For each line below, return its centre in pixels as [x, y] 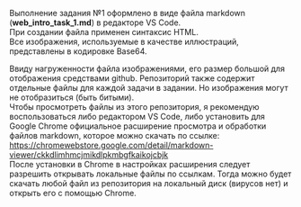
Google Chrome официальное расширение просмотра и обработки [138, 126]
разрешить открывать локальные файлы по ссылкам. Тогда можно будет [150, 174]
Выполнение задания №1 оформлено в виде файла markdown [127, 13]
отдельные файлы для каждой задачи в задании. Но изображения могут [149, 88]
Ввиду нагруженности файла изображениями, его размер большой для [147, 68]
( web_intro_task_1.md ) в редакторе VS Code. [95, 22]
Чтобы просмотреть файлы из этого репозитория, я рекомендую [134, 107]
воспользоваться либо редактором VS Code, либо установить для [137, 117]
